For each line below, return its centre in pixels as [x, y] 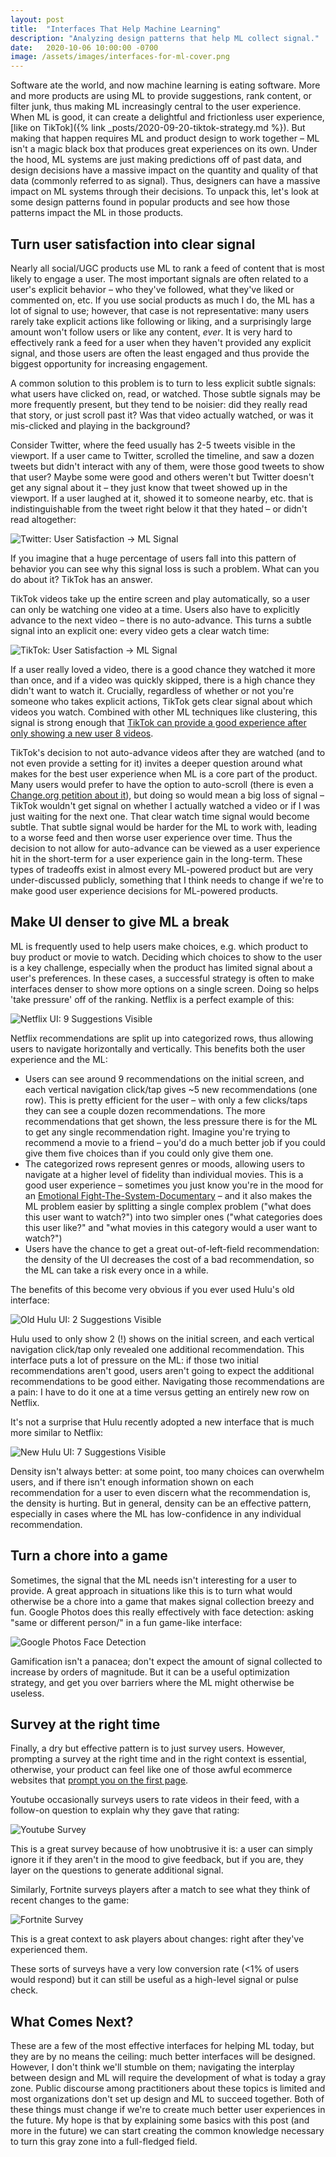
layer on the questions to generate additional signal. [117, 1870]
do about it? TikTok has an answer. [81, 579]
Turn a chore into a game [89, 1556]
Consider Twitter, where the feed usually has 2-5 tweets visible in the [153, 445]
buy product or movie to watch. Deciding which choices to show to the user [166, 957]
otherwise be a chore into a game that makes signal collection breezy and [162, 1601]
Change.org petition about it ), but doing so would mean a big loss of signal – [167, 795]
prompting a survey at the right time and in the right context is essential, [158, 1759]
